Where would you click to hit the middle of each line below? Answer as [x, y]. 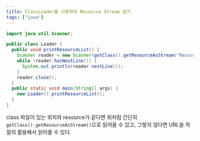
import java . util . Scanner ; [40, 33]
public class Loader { [34, 44]
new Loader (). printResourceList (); [61, 94]
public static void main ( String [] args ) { [65, 89]
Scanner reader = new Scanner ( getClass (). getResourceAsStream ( [97, 55]
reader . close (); [37, 77]
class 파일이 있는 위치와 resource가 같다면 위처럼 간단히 [72, 117]
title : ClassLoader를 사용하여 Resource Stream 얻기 [68, 12]
